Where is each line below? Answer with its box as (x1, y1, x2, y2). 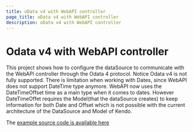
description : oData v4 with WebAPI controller (6, 19, 122, 25)
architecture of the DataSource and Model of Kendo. (6, 108, 133, 115)
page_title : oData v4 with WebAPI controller (6, 14, 119, 20)
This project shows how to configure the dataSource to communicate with (6, 64, 185, 71)
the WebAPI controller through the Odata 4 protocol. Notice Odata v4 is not (6, 70, 187, 77)
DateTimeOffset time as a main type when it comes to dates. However (6, 89, 174, 96)
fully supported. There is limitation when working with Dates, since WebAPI (6, 77, 187, 84)
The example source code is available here (6, 119, 109, 126)
